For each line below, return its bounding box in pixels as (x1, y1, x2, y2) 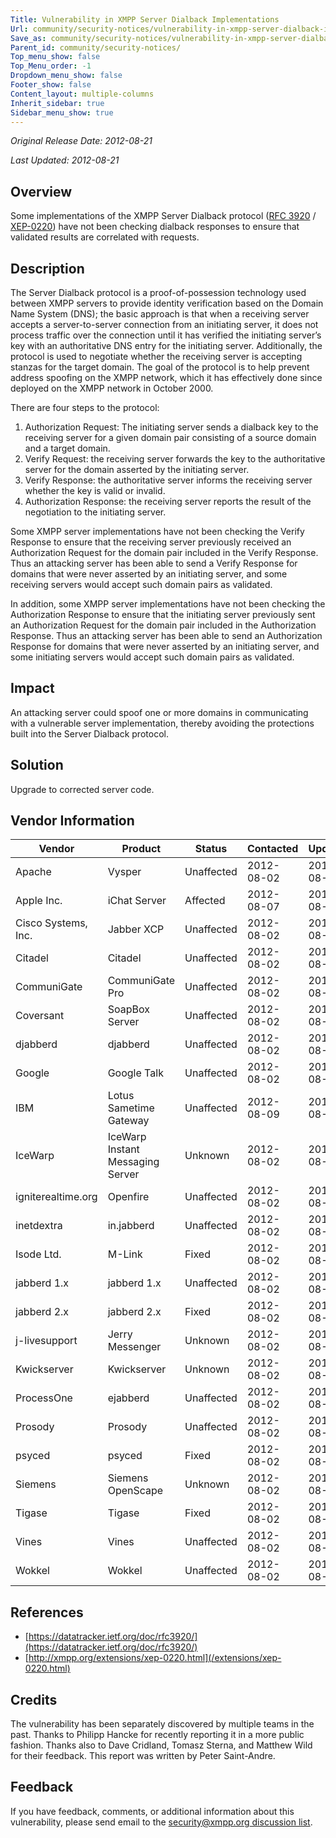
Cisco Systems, (15, 916, 88, 930)
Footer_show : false (10, 80, 92, 90)
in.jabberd (107, 1219, 155, 1233)
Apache (15, 865, 52, 879)
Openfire (107, 1190, 150, 1204)
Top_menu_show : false (10, 52, 101, 62)
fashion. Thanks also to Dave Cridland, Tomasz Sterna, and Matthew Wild (10, 1739, 313, 1751)
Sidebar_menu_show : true (10, 107, 114, 118)
